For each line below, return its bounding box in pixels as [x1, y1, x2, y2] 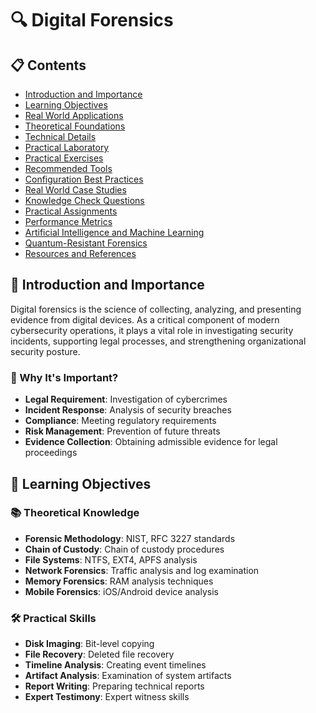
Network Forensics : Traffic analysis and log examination [24, 564, 260, 576]
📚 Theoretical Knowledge [10, 506, 140, 520]
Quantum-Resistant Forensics [24, 237, 148, 249]
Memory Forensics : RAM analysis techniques [24, 575, 214, 587]
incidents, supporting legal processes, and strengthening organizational [10, 335, 307, 347]
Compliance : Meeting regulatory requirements [24, 415, 217, 427]
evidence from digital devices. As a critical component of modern [10, 313, 280, 326]
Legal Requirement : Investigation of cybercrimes [24, 393, 228, 406]
